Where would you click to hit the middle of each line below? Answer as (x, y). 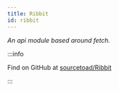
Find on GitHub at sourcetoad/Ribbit (60, 67)
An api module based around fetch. (59, 40)
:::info (15, 54)
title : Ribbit (28, 14)
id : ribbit (23, 20)
